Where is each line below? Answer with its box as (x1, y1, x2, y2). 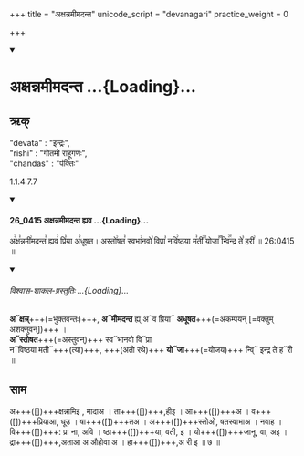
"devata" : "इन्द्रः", (9, 138, 70, 148)
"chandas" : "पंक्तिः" (9, 158, 79, 169)
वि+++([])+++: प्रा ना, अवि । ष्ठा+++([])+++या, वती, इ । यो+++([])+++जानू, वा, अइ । (9, 427, 288, 438)
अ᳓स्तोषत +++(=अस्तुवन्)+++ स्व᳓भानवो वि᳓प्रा (9, 334, 152, 346)
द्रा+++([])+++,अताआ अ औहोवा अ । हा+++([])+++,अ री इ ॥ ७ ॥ (9, 437, 221, 448)
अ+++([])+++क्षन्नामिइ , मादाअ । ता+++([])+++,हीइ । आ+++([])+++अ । (9, 406, 250, 417)
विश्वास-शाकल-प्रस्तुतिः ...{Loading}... (9, 285, 130, 295)
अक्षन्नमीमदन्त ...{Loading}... (9, 77, 196, 98)
